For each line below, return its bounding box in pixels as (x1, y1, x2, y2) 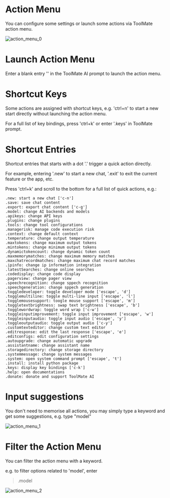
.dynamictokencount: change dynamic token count (5, 249, 110, 254)
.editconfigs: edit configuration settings (5, 334, 99, 339)
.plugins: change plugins (5, 218, 60, 223)
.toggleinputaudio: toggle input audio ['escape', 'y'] (5, 316, 126, 321)
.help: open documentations (5, 370, 65, 375)
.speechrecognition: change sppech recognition (5, 280, 108, 285)
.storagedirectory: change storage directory (5, 347, 103, 352)
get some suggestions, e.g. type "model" (5, 413, 92, 419)
